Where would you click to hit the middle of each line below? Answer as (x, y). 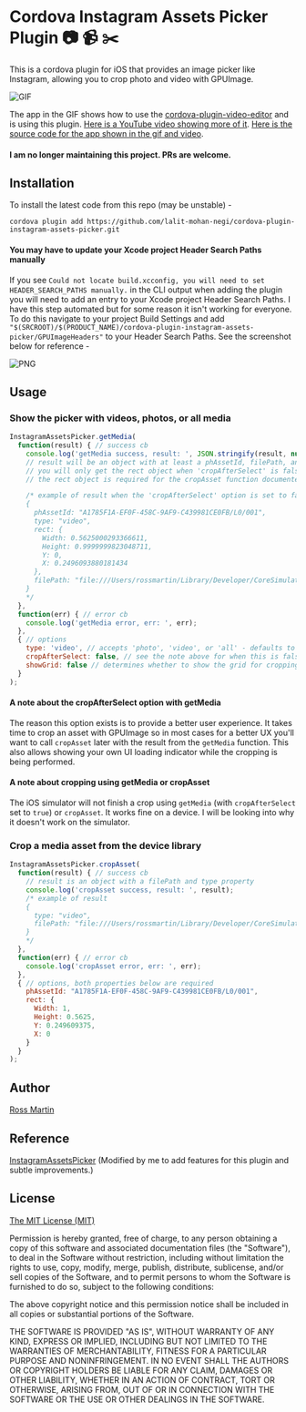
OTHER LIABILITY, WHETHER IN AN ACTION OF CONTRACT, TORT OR (142, 1380)
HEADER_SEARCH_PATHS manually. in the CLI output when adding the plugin (146, 290)
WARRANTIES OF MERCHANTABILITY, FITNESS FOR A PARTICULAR (138, 1351)
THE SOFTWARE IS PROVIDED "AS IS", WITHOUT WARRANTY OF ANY (142, 1331)
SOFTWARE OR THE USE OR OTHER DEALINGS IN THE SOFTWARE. (137, 1399)
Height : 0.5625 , (64, 1018)
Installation (42, 183)
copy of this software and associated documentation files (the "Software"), (150, 1248)
